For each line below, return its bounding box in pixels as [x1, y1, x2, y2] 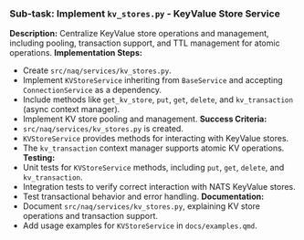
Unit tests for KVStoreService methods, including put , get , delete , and [22, 162, 285, 173]
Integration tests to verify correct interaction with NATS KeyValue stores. [22, 182, 297, 193]
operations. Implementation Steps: [9, 47, 143, 58]
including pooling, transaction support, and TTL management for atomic [9, 37, 280, 48]
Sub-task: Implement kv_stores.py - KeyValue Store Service [9, 7, 280, 20]
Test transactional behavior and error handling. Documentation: [22, 191, 265, 203]
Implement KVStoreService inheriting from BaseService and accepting [22, 75, 283, 86]
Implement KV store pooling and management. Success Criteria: [22, 113, 267, 125]
